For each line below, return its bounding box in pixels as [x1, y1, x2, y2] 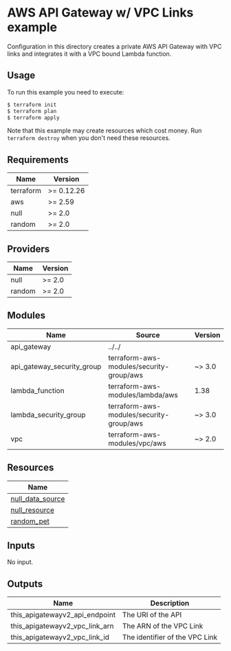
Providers [7, 243, 50, 254]
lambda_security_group [10, 410, 86, 419]
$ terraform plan [7, 108, 57, 114]
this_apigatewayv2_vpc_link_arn [10, 621, 114, 631]
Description [150, 599, 190, 608]
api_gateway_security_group [10, 361, 102, 371]
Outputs [7, 578, 43, 590]
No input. [7, 558, 34, 566]
